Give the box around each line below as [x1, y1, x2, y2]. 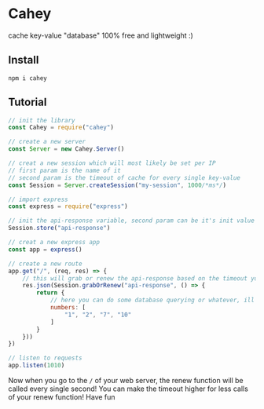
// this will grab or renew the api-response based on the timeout [22, 274, 247, 283]
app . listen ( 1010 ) [8, 362, 65, 370]
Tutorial [8, 96, 47, 109]
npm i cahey [8, 74, 47, 82]
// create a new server [8, 138, 86, 146]
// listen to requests [8, 354, 82, 362]
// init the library [8, 116, 76, 124]
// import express [8, 195, 68, 203]
